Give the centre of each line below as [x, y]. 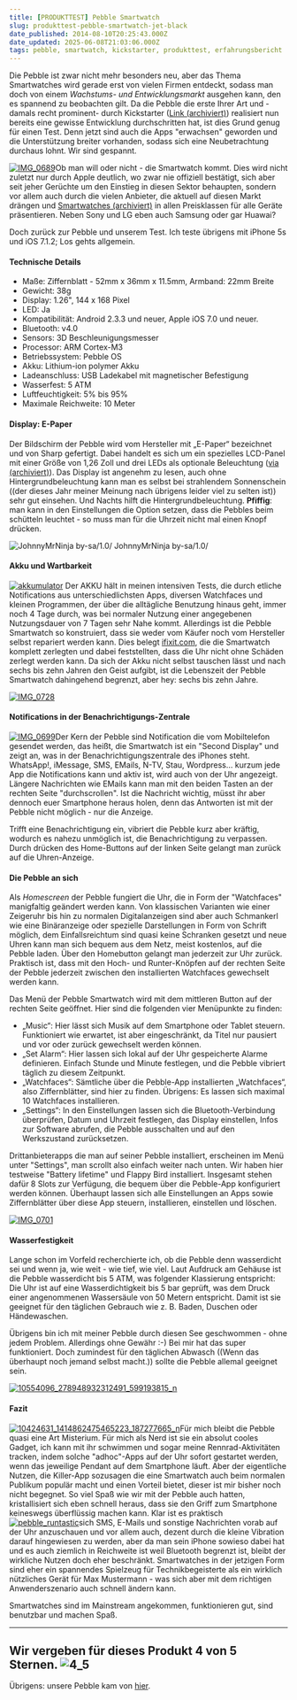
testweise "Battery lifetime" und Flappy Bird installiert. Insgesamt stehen [141, 1175]
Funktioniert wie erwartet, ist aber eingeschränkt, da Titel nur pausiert [149, 1035]
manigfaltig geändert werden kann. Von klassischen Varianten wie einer [140, 907]
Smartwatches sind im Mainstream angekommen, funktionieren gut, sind [141, 1605]
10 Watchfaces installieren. [71, 1101]
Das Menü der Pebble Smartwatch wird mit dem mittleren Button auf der [141, 999]
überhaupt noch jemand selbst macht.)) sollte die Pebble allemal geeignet [144, 1362]
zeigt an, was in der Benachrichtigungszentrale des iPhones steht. [129, 755]
